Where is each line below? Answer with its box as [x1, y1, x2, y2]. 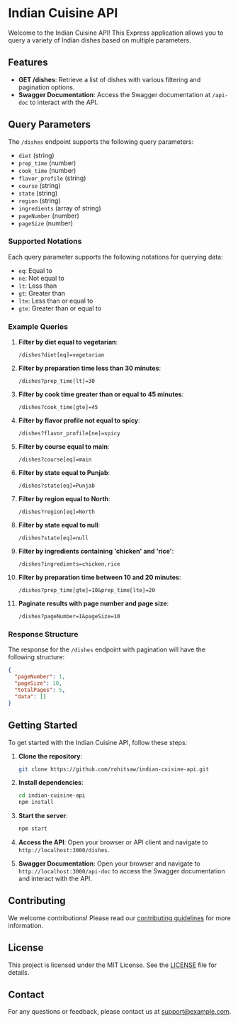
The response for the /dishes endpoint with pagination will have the [8, 645, 206, 654]
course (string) [18, 181, 61, 189]
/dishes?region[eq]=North [18, 508, 95, 515]
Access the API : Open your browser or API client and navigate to [18, 838, 208, 846]
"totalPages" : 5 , [14, 686, 66, 694]
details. [8, 968, 30, 976]
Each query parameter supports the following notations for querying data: [8, 252, 223, 261]
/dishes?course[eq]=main [18, 456, 92, 464]
